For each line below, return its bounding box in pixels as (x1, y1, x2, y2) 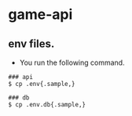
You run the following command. (19, 58, 125, 67)
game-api (8, 6, 73, 24)
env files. (8, 37, 55, 51)
